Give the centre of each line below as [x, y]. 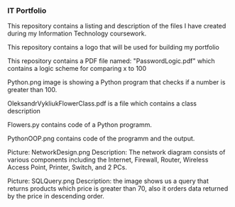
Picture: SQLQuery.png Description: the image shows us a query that [108, 181]
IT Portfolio [27, 11]
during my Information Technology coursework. [77, 33]
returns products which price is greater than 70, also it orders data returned [118, 189]
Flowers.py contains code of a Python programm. [80, 125]
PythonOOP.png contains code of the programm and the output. [101, 139]
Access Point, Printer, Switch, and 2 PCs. [67, 167]
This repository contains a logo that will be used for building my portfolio [114, 47]
